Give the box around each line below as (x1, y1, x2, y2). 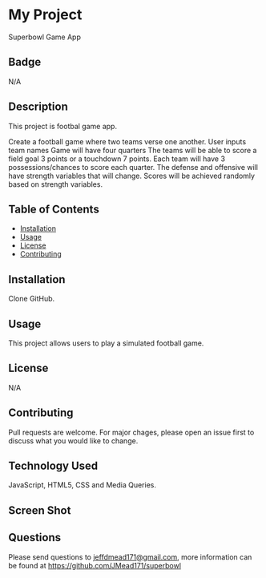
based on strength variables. (8, 179, 103, 189)
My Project (8, 6, 83, 24)
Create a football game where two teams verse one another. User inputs (8, 136, 247, 146)
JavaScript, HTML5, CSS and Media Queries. (8, 480, 156, 490)
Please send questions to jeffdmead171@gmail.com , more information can (8, 552, 252, 562)
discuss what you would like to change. (8, 435, 139, 446)
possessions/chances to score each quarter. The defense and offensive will (8, 162, 259, 172)
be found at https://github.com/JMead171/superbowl (8, 560, 182, 570)
